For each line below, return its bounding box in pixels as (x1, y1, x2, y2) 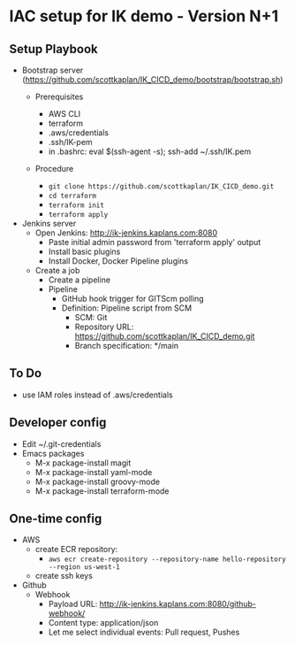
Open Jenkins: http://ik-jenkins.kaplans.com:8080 (34, 227, 218, 238)
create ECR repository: (34, 544, 118, 555)
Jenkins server (21, 219, 77, 228)
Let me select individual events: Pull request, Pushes (48, 627, 240, 638)
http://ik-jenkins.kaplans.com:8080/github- (99, 599, 257, 610)
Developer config (9, 415, 107, 430)
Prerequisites (34, 91, 84, 102)
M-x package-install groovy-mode (34, 476, 161, 487)
